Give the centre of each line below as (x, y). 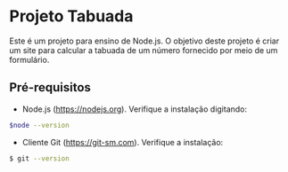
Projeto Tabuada (71, 16)
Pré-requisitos (50, 87)
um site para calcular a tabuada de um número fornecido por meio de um (144, 50)
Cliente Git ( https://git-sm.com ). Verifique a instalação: (123, 142)
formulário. (29, 59)
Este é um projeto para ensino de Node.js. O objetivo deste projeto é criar (144, 41)
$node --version (39, 125)
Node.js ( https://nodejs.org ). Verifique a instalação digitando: (135, 109)
